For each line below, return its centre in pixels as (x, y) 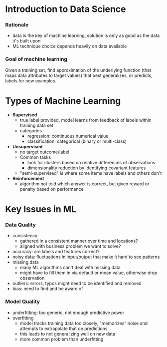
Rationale (17, 25)
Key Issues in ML (41, 209)
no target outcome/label (45, 152)
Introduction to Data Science (66, 9)
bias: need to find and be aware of (48, 289)
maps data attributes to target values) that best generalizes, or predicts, (79, 75)
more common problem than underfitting (62, 339)
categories (31, 130)
